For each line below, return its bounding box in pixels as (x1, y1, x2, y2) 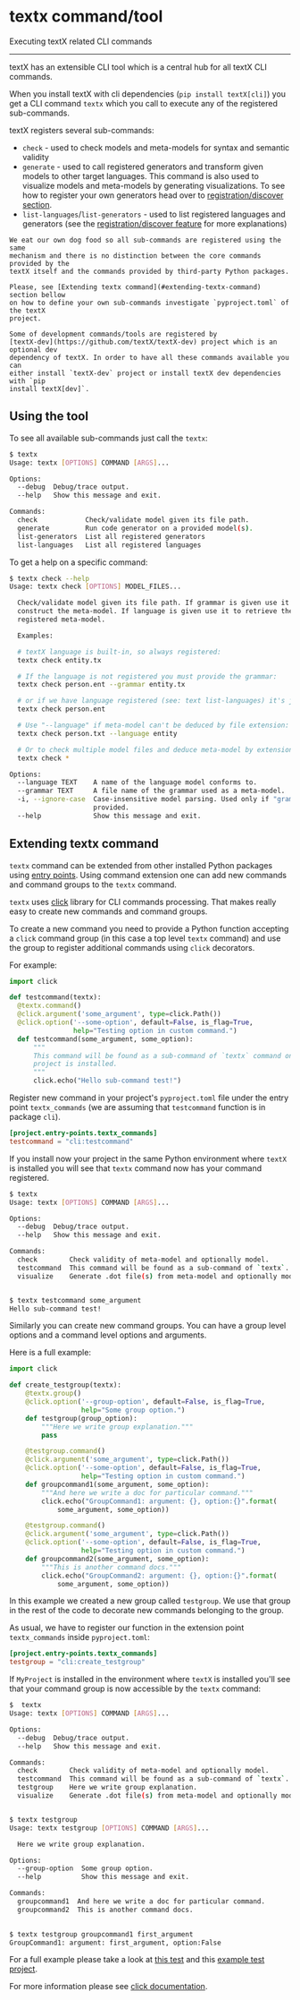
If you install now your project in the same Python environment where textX (9, 1153, 287, 1164)
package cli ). (9, 1112, 61, 1123)
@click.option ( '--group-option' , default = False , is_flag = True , (25, 1397, 266, 1406)
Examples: (17, 631, 54, 640)
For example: (9, 960, 58, 970)
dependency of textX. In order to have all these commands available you (9, 353, 290, 362)
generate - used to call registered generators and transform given (21, 161, 263, 172)
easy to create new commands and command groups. (9, 906, 208, 917)
